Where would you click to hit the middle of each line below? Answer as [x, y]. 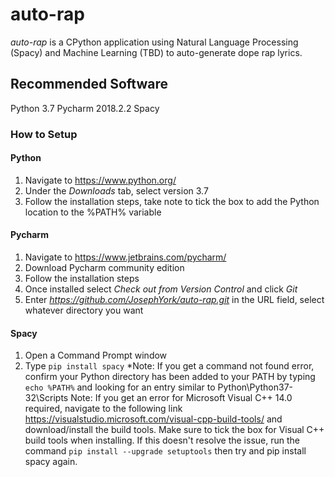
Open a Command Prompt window [96, 355]
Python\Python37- [255, 387]
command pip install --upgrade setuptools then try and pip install [165, 451]
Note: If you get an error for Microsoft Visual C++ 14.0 [181, 398]
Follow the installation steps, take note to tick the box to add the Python [172, 201]
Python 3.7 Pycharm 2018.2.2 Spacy [85, 108]
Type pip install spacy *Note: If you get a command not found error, [169, 366]
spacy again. [51, 462]
